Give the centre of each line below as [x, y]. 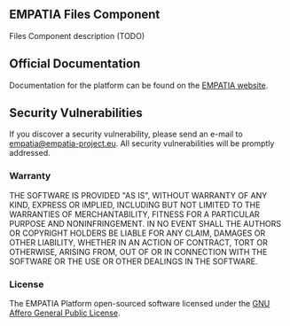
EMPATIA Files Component [85, 15]
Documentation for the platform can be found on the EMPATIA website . [139, 85]
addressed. [30, 153]
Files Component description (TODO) [77, 35]
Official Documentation [75, 64]
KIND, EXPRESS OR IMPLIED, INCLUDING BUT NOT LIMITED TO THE [135, 205]
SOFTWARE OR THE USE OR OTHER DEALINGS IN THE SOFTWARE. [133, 261]
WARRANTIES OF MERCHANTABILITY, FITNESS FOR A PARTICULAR [134, 214]
